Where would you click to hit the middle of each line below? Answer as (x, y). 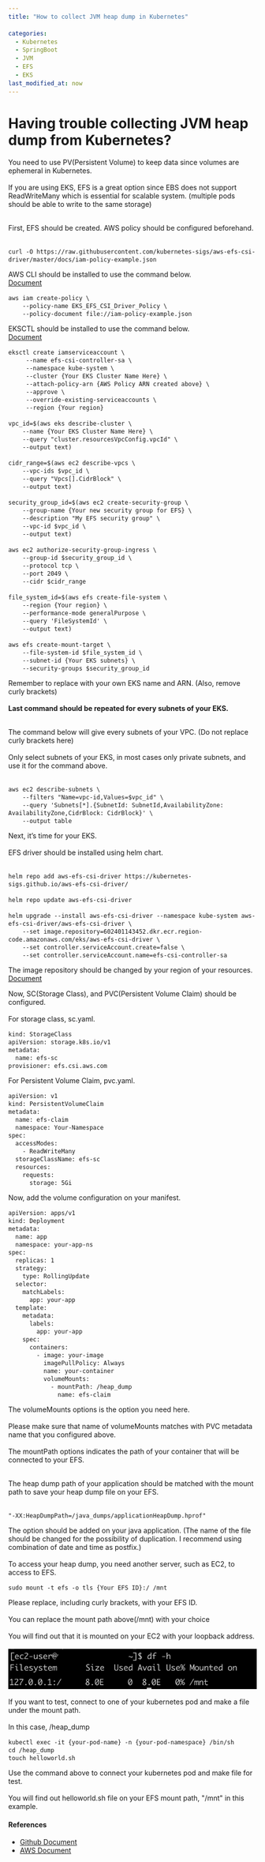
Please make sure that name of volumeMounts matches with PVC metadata (131, 1426)
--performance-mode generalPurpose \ (84, 613)
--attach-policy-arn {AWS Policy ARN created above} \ (118, 384)
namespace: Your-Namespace (60, 1127)
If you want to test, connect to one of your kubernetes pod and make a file (129, 1702)
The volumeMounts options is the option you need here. (99, 1409)
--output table (47, 821)
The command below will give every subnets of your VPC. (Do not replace (128, 732)
